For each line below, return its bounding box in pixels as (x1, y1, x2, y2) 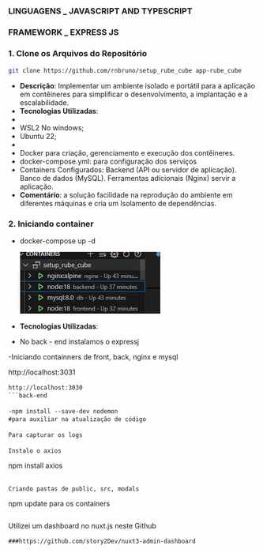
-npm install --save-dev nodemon (8, 408, 118, 416)
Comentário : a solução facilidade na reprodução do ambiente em (19, 190, 233, 200)
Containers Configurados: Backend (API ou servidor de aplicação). (19, 165, 237, 175)
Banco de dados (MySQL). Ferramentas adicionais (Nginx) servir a (19, 174, 236, 183)
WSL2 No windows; (19, 123, 85, 133)
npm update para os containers (8, 499, 111, 509)
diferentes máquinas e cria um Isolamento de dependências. (19, 199, 217, 209)
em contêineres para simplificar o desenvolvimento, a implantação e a (19, 89, 248, 100)
